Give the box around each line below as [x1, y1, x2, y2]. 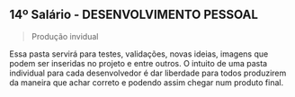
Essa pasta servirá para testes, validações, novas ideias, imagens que [9, 48, 269, 59]
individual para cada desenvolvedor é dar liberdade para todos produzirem [9, 67, 287, 78]
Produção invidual [31, 31, 99, 41]
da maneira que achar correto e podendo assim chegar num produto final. [9, 76, 284, 88]
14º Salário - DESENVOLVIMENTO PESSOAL [9, 7, 259, 22]
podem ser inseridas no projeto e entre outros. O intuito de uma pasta [9, 57, 268, 68]
